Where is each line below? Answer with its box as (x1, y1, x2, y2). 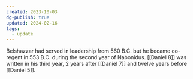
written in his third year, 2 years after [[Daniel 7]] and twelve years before (6, 60, 188, 68)
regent (6, 54, 23, 61)
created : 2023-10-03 (6, 8, 58, 15)
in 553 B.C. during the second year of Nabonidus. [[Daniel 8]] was (23, 54, 187, 61)
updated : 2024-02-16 (6, 20, 58, 26)
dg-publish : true (6, 14, 50, 20)
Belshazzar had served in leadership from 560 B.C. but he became (6, 47, 171, 54)
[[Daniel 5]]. (6, 66, 36, 74)
